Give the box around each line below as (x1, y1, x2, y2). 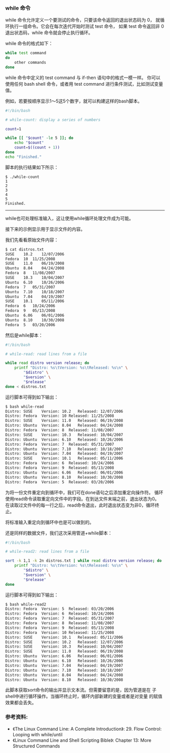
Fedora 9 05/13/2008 (5, 308, 56, 313)
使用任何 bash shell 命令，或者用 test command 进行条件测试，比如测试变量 (5, 81, 163, 87)
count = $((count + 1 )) (14, 145, 60, 150)
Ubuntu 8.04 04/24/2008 (5, 266, 65, 271)
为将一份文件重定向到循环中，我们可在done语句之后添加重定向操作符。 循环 (5, 489, 163, 495)
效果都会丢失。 (5, 700, 36, 706)
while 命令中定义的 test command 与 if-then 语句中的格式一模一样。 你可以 (5, 75, 161, 81)
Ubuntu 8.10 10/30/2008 (5, 317, 65, 322)
